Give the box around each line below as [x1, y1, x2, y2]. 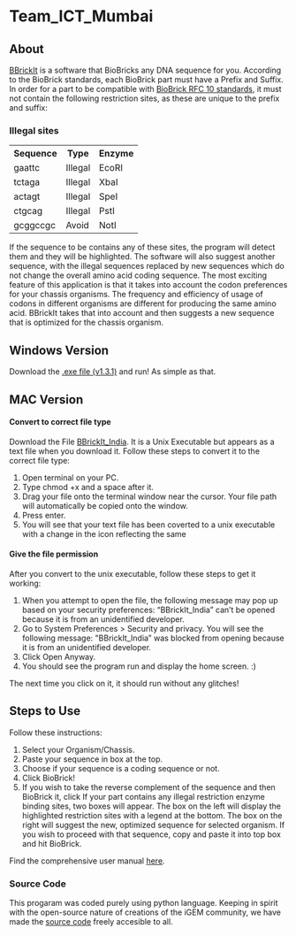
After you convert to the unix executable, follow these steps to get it [9, 568, 256, 579]
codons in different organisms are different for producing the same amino [9, 298, 277, 309]
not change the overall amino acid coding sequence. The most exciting [9, 270, 268, 280]
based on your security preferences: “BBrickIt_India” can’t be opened [21, 604, 276, 615]
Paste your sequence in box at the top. [21, 754, 163, 764]
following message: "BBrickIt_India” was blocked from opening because [21, 633, 285, 643]
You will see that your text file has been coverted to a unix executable [21, 519, 276, 530]
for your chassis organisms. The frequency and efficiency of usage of [9, 289, 263, 300]
